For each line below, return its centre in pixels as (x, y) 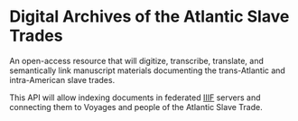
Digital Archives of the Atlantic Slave (149, 17)
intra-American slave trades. (62, 79)
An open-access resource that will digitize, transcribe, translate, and (136, 60)
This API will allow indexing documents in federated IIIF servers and (135, 98)
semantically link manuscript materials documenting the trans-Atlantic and (148, 70)
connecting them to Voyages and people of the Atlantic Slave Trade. (136, 107)
